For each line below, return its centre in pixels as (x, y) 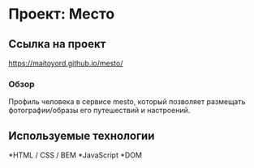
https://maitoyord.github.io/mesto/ (66, 63)
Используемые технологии (82, 135)
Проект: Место (62, 14)
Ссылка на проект (57, 44)
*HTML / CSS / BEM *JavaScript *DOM (75, 155)
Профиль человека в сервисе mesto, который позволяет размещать (127, 102)
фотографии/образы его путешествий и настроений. (99, 111)
